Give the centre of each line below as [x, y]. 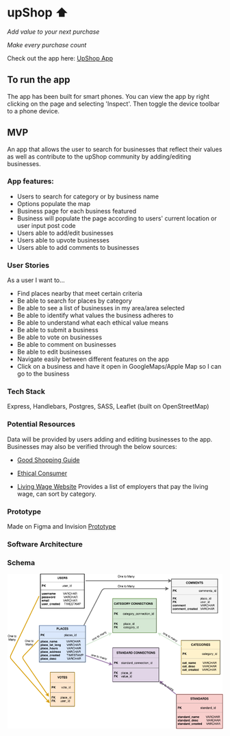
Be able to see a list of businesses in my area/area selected [101, 308]
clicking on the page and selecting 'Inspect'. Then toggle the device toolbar [114, 104]
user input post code [46, 225]
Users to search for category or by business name [88, 196]
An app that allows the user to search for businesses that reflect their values [115, 149]
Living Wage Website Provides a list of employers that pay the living [113, 486]
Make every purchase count [47, 45]
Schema [21, 562]
